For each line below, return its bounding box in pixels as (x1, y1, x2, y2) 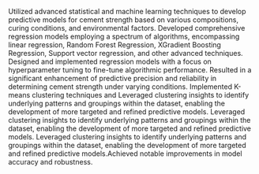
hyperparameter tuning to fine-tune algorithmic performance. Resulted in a (8, 65, 252, 74)
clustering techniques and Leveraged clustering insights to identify (32, 91, 250, 99)
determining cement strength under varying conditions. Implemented (8, 82, 233, 91)
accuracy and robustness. (8, 157, 93, 166)
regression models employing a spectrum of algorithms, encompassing (8, 31, 240, 41)
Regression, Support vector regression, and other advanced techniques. (8, 49, 243, 57)
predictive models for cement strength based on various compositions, (8, 15, 239, 24)
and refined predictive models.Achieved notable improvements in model (8, 149, 242, 158)
